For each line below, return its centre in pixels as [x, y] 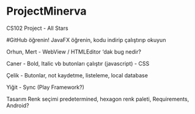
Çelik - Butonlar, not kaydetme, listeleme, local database [77, 75]
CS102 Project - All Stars [37, 28]
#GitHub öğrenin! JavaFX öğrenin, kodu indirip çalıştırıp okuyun [86, 40]
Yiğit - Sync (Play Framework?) [45, 87]
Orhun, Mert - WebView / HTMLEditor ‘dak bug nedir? [74, 52]
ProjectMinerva [46, 11]
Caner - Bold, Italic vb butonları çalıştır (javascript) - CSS [78, 63]
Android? [18, 105]
